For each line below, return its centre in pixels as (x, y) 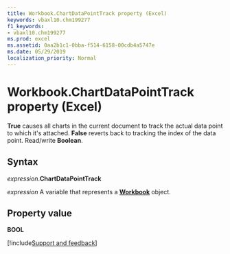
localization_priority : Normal (52, 58)
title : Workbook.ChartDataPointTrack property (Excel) (87, 13)
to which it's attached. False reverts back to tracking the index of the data (112, 133)
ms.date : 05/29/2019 (37, 52)
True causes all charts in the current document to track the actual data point (115, 126)
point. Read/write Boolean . (45, 140)
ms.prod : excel (29, 39)
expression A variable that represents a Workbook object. (89, 192)
